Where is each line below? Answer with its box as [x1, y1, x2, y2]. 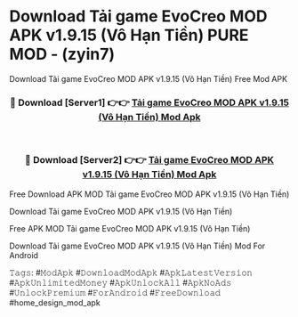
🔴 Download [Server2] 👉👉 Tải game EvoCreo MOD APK [25, 154, 274, 167]
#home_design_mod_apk [9, 297, 101, 308]
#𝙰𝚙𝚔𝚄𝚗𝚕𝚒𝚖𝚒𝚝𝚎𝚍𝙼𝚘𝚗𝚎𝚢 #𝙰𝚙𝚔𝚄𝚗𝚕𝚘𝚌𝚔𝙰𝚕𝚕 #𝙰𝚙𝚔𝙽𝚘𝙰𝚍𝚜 [9, 277, 232, 288]
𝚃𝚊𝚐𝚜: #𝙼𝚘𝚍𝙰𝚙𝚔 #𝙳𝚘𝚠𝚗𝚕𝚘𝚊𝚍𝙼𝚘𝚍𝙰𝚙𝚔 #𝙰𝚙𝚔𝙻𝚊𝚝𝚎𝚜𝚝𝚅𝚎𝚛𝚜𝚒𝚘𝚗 [9, 267, 254, 278]
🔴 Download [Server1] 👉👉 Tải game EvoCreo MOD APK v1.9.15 [10, 96, 289, 109]
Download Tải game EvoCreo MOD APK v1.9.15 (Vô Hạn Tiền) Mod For [9, 240, 266, 251]
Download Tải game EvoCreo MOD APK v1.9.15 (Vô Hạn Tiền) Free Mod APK [9, 73, 287, 84]
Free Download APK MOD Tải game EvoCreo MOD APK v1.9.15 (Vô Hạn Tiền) [9, 189, 290, 199]
